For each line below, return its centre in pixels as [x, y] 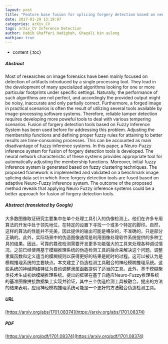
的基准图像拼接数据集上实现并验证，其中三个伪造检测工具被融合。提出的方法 [84, 281]
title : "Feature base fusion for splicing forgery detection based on [80, 15]
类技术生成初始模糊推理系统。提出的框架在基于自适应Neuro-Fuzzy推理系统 [82, 275]
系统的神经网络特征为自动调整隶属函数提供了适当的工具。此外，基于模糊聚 [86, 269]
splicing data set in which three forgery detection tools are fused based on [82, 178]
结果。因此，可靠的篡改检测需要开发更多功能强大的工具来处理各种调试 [86, 244]
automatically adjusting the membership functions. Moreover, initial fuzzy [81, 162]
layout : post [19, 10]
